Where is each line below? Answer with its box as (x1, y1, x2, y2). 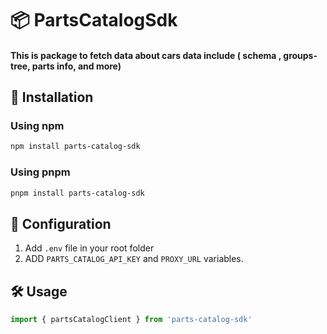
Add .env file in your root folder (24, 242, 155, 254)
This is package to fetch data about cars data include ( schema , (10, 49, 282, 61)
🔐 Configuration (10, 215, 112, 232)
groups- (283, 49, 318, 61)
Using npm (10, 119, 65, 133)
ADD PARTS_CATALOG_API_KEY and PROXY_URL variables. (24, 253, 244, 265)
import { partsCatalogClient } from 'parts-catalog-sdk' (10, 315, 253, 325)
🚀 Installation (10, 89, 94, 106)
